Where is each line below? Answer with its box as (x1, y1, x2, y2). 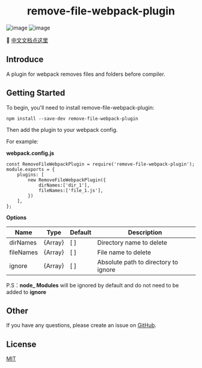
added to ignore (6, 288, 47, 296)
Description (127, 228, 162, 236)
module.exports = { (6, 166, 55, 172)
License (6, 339, 37, 349)
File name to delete (97, 248, 151, 257)
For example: (6, 137, 39, 145)
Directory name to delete (97, 238, 167, 246)
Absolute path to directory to (97, 258, 179, 266)
